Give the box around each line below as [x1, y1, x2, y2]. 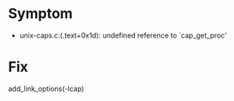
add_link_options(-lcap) [8, 84, 85, 93]
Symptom [8, 5, 73, 23]
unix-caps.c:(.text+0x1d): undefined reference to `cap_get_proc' [19, 31, 228, 40]
